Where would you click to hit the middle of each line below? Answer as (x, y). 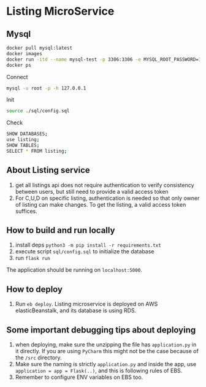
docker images (25, 53)
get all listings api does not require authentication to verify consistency (105, 185)
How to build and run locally (61, 230)
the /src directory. (39, 358)
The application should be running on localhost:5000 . (74, 270)
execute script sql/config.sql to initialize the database (85, 251)
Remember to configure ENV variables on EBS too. (79, 377)
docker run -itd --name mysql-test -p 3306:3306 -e (74, 59)
